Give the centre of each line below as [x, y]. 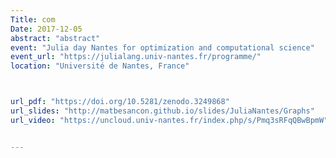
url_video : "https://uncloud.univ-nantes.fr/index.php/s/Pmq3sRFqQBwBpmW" [169, 120]
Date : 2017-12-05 [46, 29]
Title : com [33, 19]
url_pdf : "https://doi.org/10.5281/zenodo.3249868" [120, 102]
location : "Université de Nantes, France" [100, 66]
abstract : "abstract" [55, 38]
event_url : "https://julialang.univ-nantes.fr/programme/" [136, 57]
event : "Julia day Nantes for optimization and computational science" [162, 47]
